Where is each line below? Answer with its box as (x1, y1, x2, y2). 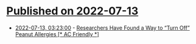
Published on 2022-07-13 (6, 4, 139, 18)
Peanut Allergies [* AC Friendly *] (15, 30, 99, 37)
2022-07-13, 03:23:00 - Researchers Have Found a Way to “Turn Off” (15, 24, 190, 31)
